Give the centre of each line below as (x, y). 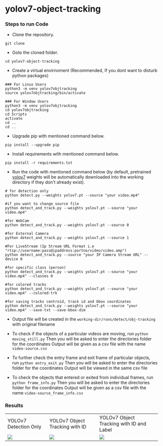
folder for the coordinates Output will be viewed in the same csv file (80, 368)
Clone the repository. (33, 34)
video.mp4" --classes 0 (29, 276)
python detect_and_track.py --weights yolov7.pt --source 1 (67, 238)
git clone (15, 44)
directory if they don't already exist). (48, 182)
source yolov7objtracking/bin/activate (45, 93)
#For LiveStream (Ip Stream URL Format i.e (50, 246)
